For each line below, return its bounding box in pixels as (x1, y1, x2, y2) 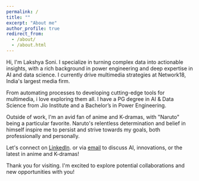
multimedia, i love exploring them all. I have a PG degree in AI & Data (6, 95, 174, 102)
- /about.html (11, 42, 46, 48)
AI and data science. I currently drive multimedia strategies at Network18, (6, 71, 186, 78)
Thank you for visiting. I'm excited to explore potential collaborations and (6, 162, 185, 169)
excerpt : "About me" (6, 20, 58, 26)
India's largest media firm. (6, 77, 70, 84)
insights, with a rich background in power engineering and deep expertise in (6, 65, 193, 72)
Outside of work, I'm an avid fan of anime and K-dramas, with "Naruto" (6, 113, 180, 120)
